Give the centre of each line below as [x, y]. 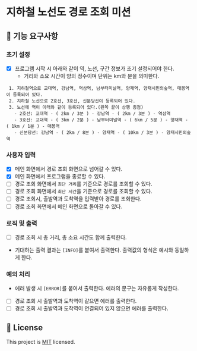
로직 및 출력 [22, 223]
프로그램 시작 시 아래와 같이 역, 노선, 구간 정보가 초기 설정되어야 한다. [94, 68]
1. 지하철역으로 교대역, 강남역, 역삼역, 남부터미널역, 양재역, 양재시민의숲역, [92, 88]
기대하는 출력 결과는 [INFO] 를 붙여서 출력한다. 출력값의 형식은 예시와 [94, 250]
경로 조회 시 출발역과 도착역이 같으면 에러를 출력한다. [76, 301]
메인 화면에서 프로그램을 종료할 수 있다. [60, 177]
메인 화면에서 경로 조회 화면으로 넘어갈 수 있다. [69, 169]
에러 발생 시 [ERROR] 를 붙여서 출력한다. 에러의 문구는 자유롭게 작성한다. [97, 289]
